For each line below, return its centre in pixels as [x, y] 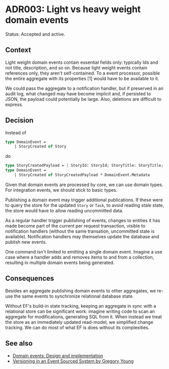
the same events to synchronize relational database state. [74, 296]
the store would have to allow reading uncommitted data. [64, 210]
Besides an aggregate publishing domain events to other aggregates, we [81, 290]
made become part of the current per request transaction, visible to [75, 226]
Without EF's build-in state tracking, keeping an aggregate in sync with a [81, 306]
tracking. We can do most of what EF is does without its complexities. [77, 327]
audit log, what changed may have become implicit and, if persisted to [78, 94]
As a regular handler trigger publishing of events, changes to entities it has [83, 220]
